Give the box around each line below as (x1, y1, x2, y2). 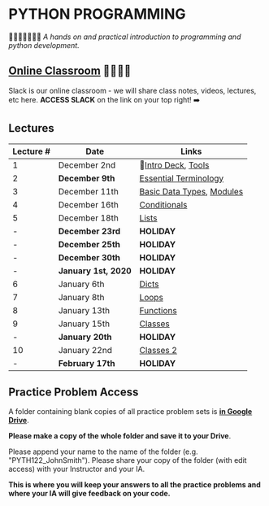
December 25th (58, 238, 120, 250)
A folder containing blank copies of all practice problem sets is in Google (8, 407, 253, 417)
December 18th (58, 212, 119, 224)
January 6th (58, 278, 105, 290)
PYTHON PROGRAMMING (8, 5, 186, 24)
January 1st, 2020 (58, 265, 132, 277)
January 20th (58, 331, 112, 342)
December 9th (58, 172, 115, 184)
